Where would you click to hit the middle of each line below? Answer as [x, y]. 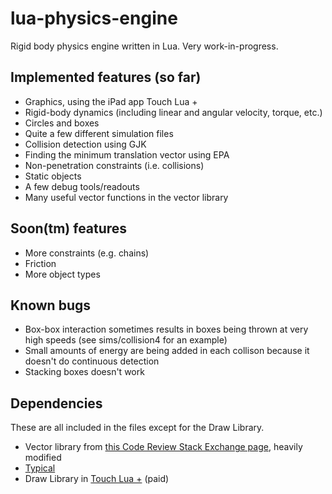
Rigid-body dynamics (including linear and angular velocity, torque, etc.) [173, 112]
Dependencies [56, 403]
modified [43, 458]
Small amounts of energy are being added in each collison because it [167, 351]
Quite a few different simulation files [99, 133]
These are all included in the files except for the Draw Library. [137, 428]
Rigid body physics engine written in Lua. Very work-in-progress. [144, 46]
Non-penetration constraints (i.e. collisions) [114, 165]
